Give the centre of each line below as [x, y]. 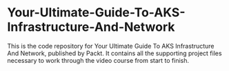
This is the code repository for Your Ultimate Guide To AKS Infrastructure [111, 46]
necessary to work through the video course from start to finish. [98, 60]
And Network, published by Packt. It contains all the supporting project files [114, 53]
